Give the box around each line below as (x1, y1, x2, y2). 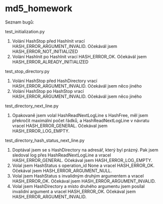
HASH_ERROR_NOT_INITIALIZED (12, 48, 78, 54)
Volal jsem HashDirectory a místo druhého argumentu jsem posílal (12, 183, 145, 189)
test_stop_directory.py (5, 68, 50, 74)
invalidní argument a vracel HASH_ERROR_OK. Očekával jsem (12, 188, 136, 194)
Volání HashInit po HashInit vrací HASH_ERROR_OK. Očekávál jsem (12, 53, 147, 59)
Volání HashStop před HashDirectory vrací (12, 78, 98, 84)
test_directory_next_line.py (5, 103, 59, 109)
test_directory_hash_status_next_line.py (5, 137, 85, 143)
